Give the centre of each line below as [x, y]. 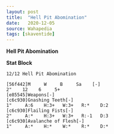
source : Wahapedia [29, 29]
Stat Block [19, 63]
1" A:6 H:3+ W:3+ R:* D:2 [58, 106]
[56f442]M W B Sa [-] [53, 85]
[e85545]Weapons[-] [31, 95]
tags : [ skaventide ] [31, 34]
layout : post [22, 12]
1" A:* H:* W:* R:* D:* [58, 127]
